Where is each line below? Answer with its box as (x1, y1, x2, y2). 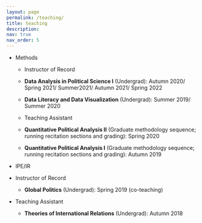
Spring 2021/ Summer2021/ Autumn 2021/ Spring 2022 (24, 84, 163, 91)
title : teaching (6, 20, 48, 26)
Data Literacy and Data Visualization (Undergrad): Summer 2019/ (24, 96, 191, 103)
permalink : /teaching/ (6, 15, 64, 21)
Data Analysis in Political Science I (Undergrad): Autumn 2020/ (24, 77, 186, 85)
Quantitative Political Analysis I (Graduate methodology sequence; (24, 144, 195, 151)
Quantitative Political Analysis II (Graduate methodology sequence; (24, 126, 197, 133)
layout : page (6, 9, 40, 15)
